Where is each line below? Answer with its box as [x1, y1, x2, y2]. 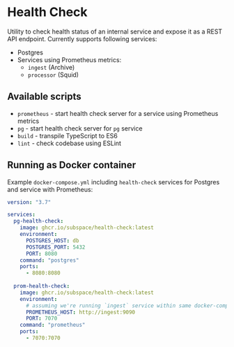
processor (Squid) [27, 71, 79, 79]
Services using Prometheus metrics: [17, 55, 122, 64]
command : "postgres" [19, 256, 79, 264]
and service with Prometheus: [7, 185, 93, 193]
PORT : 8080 [25, 250, 58, 257]
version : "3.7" [7, 198, 52, 206]
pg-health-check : [13, 218, 64, 225]
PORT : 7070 [25, 315, 58, 322]
